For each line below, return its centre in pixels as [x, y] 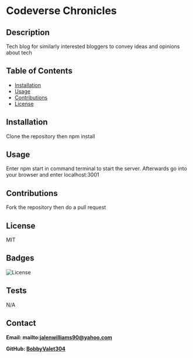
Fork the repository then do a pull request [56, 207]
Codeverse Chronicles [61, 11]
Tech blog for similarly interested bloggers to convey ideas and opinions [93, 46]
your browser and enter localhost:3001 [53, 175]
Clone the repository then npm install [51, 136]
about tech [19, 53]
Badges [20, 258]
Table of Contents [39, 71]
